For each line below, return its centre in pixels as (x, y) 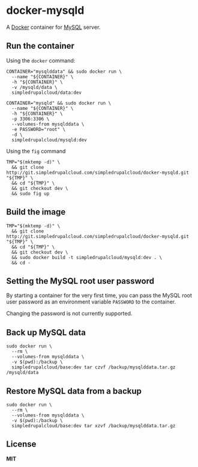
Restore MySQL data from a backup (74, 391)
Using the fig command (36, 151)
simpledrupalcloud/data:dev (47, 93)
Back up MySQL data (46, 332)
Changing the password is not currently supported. (69, 314)
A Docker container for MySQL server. (53, 27)
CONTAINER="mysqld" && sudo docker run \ (59, 103)
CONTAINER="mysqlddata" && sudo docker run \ (64, 72)
